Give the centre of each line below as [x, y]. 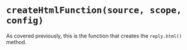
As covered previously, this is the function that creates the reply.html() [94, 36]
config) [25, 21]
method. [16, 42]
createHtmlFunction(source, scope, [94, 10]
